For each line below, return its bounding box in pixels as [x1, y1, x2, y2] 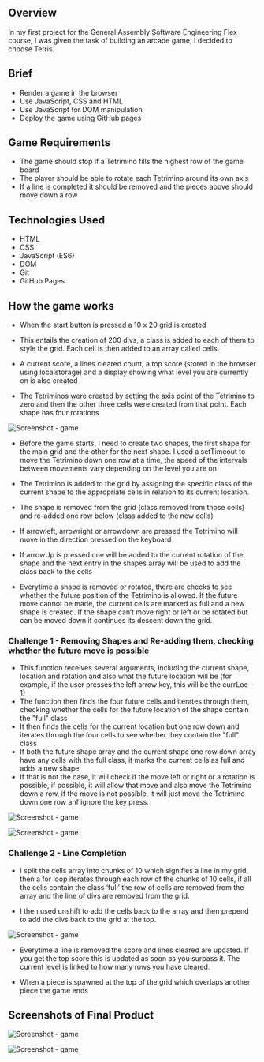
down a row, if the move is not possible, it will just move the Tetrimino [19, 789, 246, 798]
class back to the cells [19, 567, 93, 576]
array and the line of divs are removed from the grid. [19, 891, 190, 900]
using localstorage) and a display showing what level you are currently [19, 367, 249, 377]
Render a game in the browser [19, 88, 118, 97]
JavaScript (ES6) [19, 251, 75, 261]
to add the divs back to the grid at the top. [19, 914, 157, 924]
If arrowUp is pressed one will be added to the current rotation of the [19, 550, 244, 560]
